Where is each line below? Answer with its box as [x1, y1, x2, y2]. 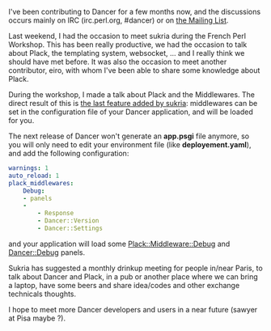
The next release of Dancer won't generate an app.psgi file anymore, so [8, 131, 250, 141]
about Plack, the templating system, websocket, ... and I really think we [8, 49, 245, 57]
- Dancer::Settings [37, 224, 104, 232]
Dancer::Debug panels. [8, 247, 86, 257]
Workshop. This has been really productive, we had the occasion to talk [8, 40, 248, 49]
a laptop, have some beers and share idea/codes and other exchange [8, 280, 240, 290]
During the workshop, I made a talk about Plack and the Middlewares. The [8, 90, 255, 100]
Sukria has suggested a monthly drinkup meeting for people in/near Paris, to [8, 263, 263, 273]
